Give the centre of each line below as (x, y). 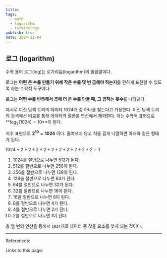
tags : (11, 14)
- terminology (25, 28)
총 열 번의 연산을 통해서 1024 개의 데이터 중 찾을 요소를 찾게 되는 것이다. (74, 226)
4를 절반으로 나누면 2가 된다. (41, 209)
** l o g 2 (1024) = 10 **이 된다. (34, 122)
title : (12, 10)
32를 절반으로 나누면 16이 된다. (43, 191)
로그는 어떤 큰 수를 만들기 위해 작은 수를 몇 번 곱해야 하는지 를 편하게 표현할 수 (79, 82)
